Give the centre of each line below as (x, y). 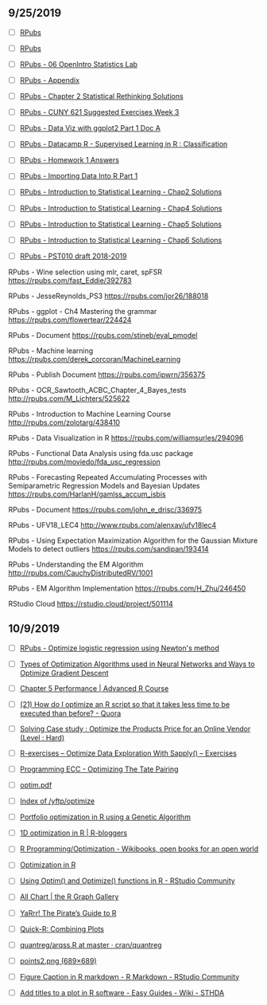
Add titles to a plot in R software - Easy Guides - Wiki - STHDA (122, 992)
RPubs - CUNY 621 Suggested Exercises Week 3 (99, 112)
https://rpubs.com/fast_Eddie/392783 (70, 280)
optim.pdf (36, 785)
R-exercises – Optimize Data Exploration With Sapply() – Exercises (128, 753)
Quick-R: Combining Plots (62, 928)
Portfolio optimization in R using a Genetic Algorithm (105, 817)
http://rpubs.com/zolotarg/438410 (64, 422)
